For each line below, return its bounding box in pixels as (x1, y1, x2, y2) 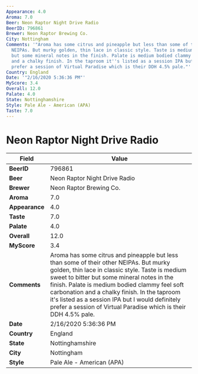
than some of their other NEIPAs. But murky (49, 259, 170, 267)
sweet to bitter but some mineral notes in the (49, 273, 174, 282)
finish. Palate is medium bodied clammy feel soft (49, 280, 184, 289)
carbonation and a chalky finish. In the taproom (49, 288, 181, 296)
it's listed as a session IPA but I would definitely (49, 295, 181, 304)
